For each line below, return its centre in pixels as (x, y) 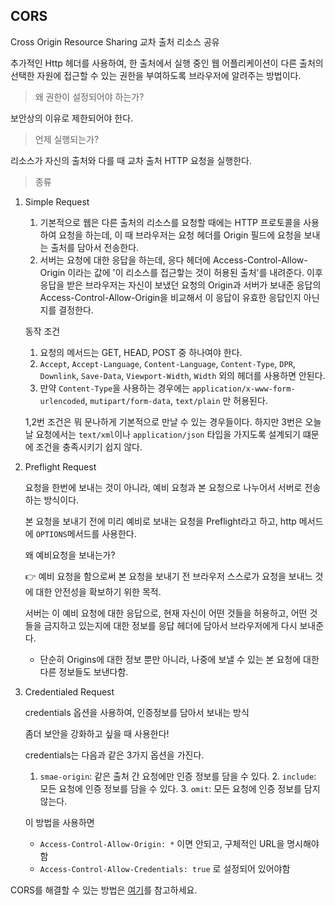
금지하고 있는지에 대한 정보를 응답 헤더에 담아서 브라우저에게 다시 (170, 625)
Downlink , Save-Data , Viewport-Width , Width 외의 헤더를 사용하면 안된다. (182, 375)
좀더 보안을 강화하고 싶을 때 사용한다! (97, 733)
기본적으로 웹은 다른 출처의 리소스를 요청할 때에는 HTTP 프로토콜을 (170, 222)
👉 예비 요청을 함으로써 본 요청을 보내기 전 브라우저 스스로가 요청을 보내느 (168, 576)
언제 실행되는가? (67, 139)
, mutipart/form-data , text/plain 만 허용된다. (176, 400)
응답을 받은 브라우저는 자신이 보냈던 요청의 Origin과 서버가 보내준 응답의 (180, 285)
